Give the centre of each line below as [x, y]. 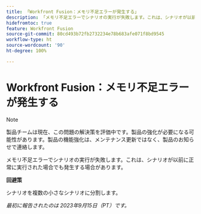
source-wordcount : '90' [36, 46]
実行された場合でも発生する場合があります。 [71, 167]
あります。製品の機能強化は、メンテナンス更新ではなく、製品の [100, 139]
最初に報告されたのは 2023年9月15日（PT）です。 [68, 205]
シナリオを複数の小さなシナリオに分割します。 [64, 192]
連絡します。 [32, 147]
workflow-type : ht [29, 40]
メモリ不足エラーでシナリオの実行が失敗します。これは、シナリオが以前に [98, 159]
